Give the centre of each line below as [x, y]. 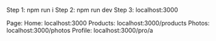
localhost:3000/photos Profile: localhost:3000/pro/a [80, 30]
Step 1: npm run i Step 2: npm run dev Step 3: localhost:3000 [92, 10]
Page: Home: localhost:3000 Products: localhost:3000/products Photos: [108, 23]
